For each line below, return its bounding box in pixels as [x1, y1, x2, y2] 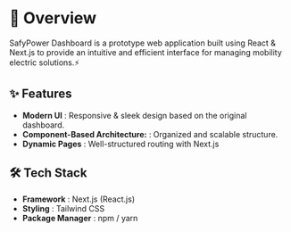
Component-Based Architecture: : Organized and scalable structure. [21, 128, 279, 139]
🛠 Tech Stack [9, 165, 87, 181]
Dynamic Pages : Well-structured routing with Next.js [21, 138, 220, 149]
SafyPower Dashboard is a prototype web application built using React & [9, 37, 277, 48]
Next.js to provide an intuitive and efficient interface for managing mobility [9, 46, 283, 57]
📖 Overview [9, 8, 96, 29]
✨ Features [9, 87, 72, 102]
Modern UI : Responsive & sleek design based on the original [21, 110, 247, 120]
